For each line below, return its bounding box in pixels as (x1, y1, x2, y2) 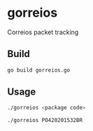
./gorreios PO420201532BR (7, 117, 83, 124)
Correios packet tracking (7, 28, 79, 36)
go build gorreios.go (7, 66, 71, 74)
